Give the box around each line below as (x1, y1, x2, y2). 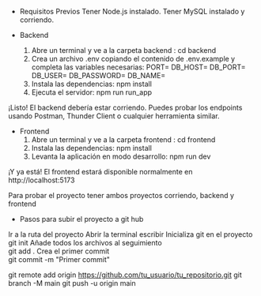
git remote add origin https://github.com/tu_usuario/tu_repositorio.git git (8, 270, 243, 279)
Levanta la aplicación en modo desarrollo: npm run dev (31, 152, 211, 161)
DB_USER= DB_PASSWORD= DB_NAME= (31, 71, 166, 80)
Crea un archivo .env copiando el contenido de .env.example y (31, 54, 236, 63)
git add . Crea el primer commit (8, 246, 110, 256)
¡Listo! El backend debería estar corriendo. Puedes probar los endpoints (8, 103, 243, 112)
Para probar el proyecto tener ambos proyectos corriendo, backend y (8, 191, 235, 200)
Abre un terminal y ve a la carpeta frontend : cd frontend (31, 135, 216, 144)
